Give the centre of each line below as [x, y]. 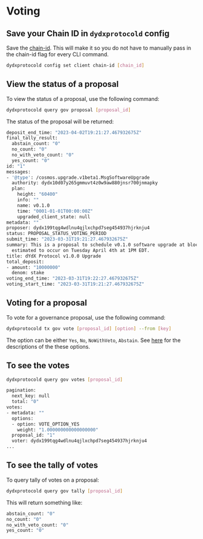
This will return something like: [44, 502]
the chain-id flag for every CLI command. [57, 54]
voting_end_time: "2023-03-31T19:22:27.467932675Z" [72, 279]
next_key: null [31, 396]
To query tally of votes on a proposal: [53, 480]
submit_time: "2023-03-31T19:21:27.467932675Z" [67, 239]
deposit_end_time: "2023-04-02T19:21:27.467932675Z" [74, 132]
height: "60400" [38, 195]
